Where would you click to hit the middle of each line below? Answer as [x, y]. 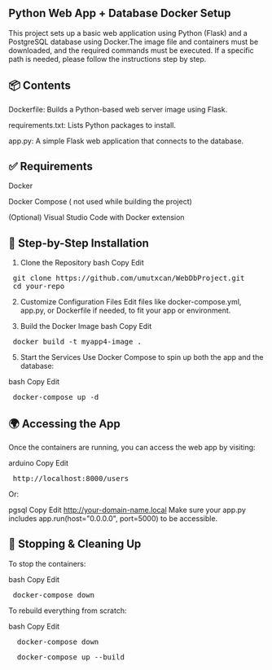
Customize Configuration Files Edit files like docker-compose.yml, [131, 302]
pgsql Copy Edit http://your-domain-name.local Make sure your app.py [127, 510]
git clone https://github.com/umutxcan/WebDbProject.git [129, 278]
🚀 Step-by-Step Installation [79, 243]
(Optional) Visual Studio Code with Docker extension [97, 217]
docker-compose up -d [56, 397]
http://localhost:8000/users [71, 479]
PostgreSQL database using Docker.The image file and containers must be [134, 42]
